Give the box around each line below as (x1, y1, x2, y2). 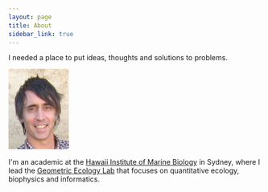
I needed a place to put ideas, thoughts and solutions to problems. (8, 53, 228, 63)
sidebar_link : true (8, 30, 74, 38)
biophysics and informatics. (8, 174, 101, 184)
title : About (8, 21, 52, 30)
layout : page (8, 13, 52, 21)
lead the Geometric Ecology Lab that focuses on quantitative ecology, (8, 165, 240, 176)
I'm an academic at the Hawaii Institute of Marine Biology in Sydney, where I (8, 157, 261, 167)
